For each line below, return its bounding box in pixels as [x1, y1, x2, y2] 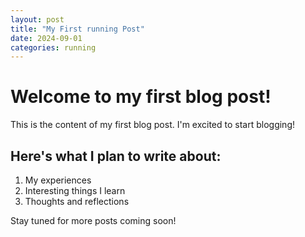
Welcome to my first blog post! [10, 86, 272, 108]
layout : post [10, 14, 65, 25]
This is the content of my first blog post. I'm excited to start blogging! [10, 119, 296, 131]
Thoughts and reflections [24, 196, 130, 207]
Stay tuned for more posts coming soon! [10, 215, 177, 226]
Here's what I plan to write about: [10, 147, 222, 165]
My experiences [24, 174, 92, 186]
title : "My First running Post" [10, 24, 145, 34]
